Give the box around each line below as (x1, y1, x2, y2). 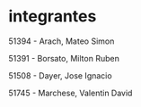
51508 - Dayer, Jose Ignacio (8, 70, 113, 81)
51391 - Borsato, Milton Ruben (8, 53, 120, 63)
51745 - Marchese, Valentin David (8, 87, 133, 98)
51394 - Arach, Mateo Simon (8, 36, 115, 46)
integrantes (8, 6, 97, 27)
